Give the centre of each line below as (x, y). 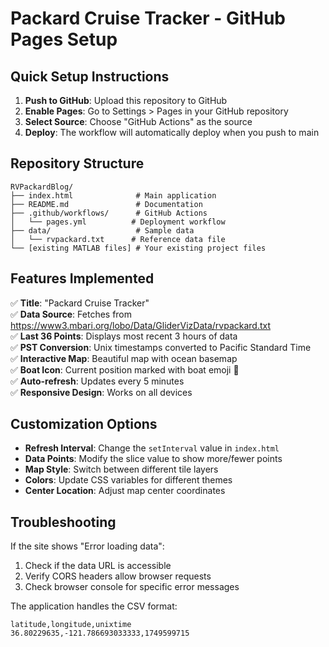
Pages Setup (64, 39)
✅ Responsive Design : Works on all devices (101, 392)
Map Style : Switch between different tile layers (121, 469)
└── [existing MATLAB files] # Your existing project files (138, 248)
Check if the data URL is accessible (98, 566)
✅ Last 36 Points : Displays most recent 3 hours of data (124, 336)
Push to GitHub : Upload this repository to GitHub (126, 100)
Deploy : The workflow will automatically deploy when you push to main (172, 132)
